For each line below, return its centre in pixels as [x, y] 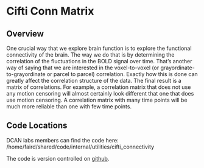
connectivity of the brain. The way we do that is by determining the [90, 55]
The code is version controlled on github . [58, 158]
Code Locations [37, 126]
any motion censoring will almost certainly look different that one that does [100, 93]
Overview [25, 34]
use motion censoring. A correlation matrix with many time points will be [97, 100]
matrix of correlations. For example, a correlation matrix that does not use [99, 87]
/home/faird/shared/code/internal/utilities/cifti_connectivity [80, 147]
